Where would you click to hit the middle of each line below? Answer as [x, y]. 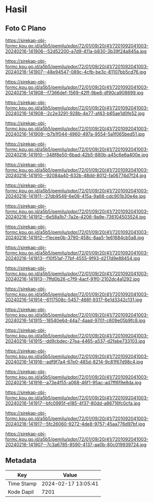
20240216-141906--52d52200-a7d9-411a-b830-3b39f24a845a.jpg [76, 51]
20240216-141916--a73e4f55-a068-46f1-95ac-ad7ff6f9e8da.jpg [73, 382]
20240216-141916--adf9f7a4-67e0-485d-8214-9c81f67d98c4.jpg [74, 362]
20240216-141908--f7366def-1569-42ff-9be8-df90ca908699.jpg [74, 93]
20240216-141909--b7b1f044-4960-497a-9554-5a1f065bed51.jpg [75, 134]
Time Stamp [22, 484]
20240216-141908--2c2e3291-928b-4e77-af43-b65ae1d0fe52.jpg [75, 113]
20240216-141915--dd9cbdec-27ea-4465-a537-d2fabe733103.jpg [75, 341]
